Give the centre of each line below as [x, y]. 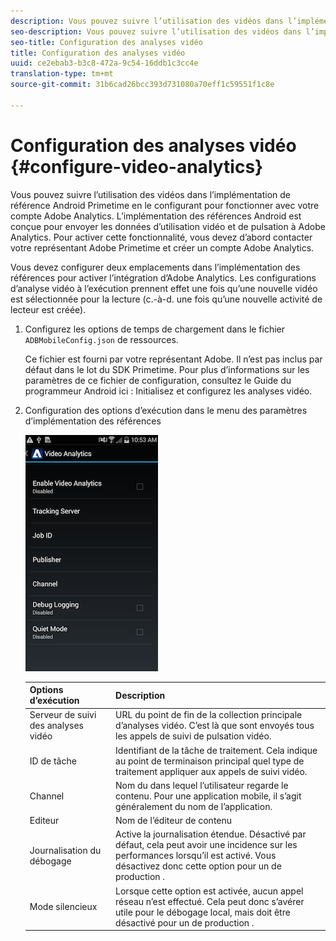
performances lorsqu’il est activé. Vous [196, 856]
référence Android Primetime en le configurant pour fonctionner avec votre [165, 205]
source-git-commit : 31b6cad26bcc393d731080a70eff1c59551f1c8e [142, 85]
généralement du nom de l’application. [194, 806]
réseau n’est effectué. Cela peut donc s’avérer [210, 901]
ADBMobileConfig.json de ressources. [101, 339]
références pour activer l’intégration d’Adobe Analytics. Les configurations [163, 277]
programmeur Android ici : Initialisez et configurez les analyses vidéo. [168, 391]
